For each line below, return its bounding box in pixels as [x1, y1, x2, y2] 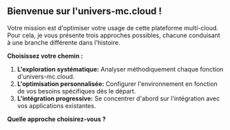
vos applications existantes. [17, 101, 96, 109]
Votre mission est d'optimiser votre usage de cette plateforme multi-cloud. [7, 23, 219, 32]
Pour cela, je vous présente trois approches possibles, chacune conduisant [7, 31, 220, 39]
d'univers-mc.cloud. [17, 72, 75, 80]
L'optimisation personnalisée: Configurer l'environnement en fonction [17, 79, 218, 88]
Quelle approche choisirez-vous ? [7, 115, 106, 123]
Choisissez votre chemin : [7, 52, 83, 60]
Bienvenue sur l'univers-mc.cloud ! [7, 6, 162, 17]
